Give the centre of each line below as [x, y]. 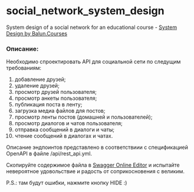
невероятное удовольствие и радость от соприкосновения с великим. [95, 171]
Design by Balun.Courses [37, 33]
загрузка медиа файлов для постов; [60, 111]
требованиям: [24, 68]
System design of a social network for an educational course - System [92, 27]
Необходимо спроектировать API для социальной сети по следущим [93, 62]
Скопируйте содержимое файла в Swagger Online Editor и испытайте [93, 165]
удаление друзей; [37, 86]
